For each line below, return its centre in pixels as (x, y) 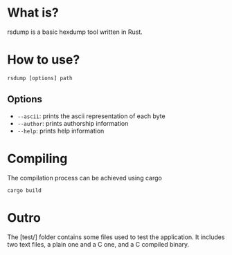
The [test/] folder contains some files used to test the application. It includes (116, 237)
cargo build (24, 190)
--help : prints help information (61, 131)
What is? (33, 13)
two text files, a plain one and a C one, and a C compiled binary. (98, 244)
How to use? (44, 60)
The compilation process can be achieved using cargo (85, 178)
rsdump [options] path (40, 78)
